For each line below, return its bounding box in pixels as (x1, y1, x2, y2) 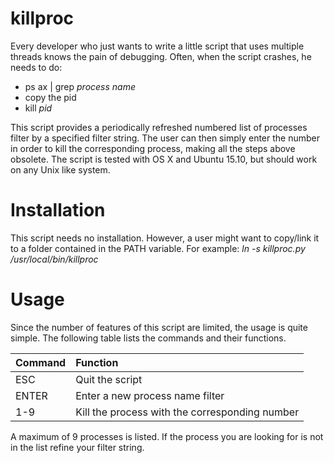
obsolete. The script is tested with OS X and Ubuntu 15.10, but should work (10, 153, 318, 165)
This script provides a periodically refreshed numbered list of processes (10, 121, 308, 133)
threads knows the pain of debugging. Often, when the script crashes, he (10, 50, 312, 62)
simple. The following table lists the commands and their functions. (10, 332, 287, 344)
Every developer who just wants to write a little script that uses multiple (10, 40, 305, 52)
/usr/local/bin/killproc (10, 253, 99, 265)
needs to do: (10, 61, 63, 73)
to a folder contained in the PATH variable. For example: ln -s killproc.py (10, 242, 306, 254)
